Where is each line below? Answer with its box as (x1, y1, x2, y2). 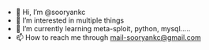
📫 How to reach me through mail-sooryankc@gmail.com (15, 33, 201, 42)
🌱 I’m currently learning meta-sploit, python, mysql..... (15, 24, 191, 33)
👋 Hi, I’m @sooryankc (15, 8, 86, 16)
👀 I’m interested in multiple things (15, 16, 125, 25)
